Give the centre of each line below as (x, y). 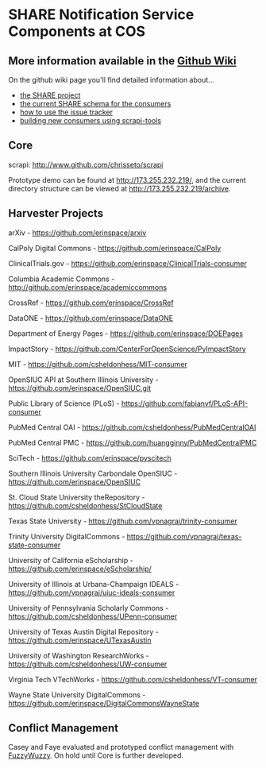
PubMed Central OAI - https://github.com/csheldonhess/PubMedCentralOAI (132, 427)
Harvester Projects (56, 213)
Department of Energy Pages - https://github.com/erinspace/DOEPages (126, 333)
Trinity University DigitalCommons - (67, 536)
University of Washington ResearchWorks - (79, 655)
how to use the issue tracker (66, 112)
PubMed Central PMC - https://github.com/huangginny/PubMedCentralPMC (133, 442)
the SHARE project (50, 95)
